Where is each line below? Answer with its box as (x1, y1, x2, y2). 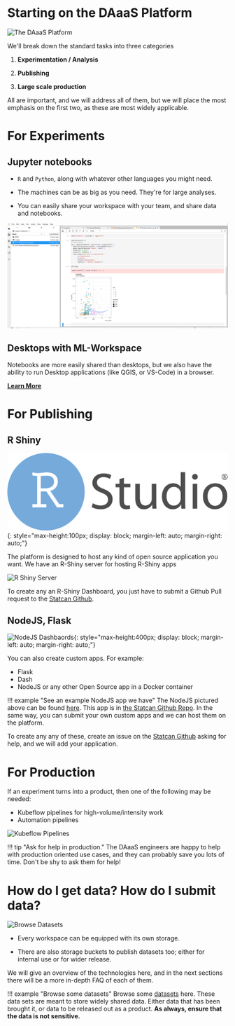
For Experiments (7, 128, 105, 144)
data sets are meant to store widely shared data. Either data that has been (7, 997, 220, 1006)
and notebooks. (17, 209, 63, 217)
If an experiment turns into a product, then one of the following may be (7, 787, 211, 796)
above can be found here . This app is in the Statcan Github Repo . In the (7, 704, 213, 712)
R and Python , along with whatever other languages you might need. (17, 174, 213, 183)
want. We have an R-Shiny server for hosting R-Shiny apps (7, 559, 177, 568)
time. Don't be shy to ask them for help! (7, 858, 121, 866)
